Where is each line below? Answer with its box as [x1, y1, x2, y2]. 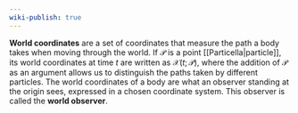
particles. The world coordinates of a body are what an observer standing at [9, 77, 290, 87]
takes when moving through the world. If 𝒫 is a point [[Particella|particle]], [9, 46, 282, 58]
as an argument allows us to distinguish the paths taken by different [9, 67, 259, 77]
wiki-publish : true [9, 12, 82, 22]
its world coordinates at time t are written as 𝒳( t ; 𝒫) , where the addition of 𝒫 [9, 57, 288, 68]
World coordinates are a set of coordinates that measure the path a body [9, 37, 279, 48]
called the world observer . [9, 95, 109, 106]
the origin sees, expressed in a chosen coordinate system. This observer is [9, 85, 286, 96]
